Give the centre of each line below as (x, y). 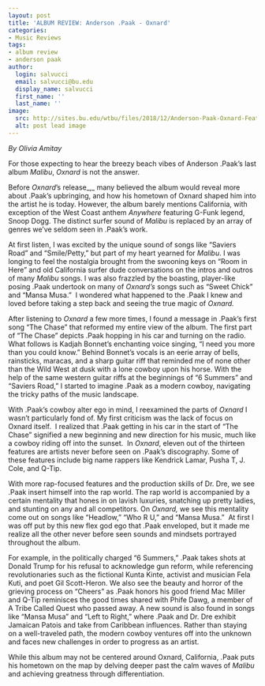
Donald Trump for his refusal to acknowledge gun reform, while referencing (131, 566)
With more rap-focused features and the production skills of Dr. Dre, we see (131, 484)
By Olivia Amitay (35, 148)
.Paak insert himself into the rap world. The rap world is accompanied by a (129, 492)
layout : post (30, 15)
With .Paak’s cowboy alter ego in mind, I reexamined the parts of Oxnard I (128, 409)
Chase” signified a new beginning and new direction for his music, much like (132, 435)
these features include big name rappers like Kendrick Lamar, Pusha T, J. (127, 460)
